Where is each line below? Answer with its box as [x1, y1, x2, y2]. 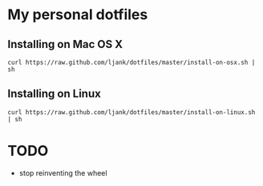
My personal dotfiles [7, 6, 148, 24]
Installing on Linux [7, 87, 101, 101]
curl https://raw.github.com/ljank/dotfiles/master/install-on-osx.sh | [7, 58, 256, 66]
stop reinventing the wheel [18, 168, 107, 177]
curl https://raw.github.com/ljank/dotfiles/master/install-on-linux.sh [7, 108, 256, 117]
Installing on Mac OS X [7, 38, 123, 51]
